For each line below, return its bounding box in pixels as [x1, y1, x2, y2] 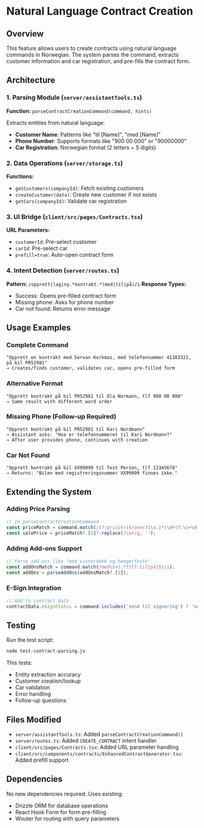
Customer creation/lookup [15, 677, 81, 685]
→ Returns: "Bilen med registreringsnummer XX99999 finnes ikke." [6, 470, 178, 476]
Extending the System [6, 487, 92, 497]
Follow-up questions [15, 697, 67, 704]
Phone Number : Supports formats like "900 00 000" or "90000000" [15, 137, 187, 144]
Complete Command [6, 341, 69, 349]
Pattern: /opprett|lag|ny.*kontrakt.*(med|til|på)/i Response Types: [6, 280, 186, 287]
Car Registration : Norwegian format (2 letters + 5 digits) [15, 144, 157, 151]
